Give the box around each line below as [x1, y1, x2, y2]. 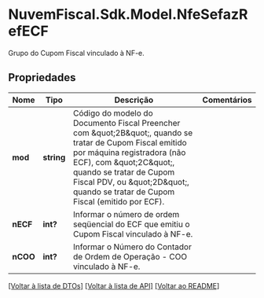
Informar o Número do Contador [73, 241, 192, 252]
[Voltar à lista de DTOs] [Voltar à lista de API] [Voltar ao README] [8, 281, 220, 290]
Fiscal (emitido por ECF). [73, 196, 165, 207]
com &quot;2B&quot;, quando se [73, 127, 193, 138]
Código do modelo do [73, 108, 153, 119]
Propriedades [8, 71, 76, 84]
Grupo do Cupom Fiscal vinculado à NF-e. [8, 48, 145, 57]
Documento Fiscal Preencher [73, 117, 181, 128]
